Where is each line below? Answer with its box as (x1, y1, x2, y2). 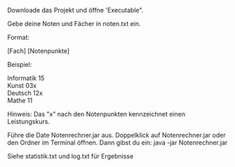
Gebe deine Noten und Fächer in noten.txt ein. (7, 20, 142, 27)
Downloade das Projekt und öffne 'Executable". (7, 6, 144, 14)
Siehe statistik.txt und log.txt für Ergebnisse (7, 152, 134, 160)
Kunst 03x (7, 81, 37, 90)
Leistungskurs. (7, 117, 51, 126)
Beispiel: (7, 60, 32, 69)
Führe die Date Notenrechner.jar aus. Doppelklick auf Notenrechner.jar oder (7, 131, 226, 139)
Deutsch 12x (7, 89, 43, 97)
